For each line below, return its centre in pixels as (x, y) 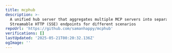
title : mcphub (20, 10)
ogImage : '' (18, 43)
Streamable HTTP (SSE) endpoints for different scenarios (73, 24)
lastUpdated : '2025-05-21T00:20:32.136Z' (50, 38)
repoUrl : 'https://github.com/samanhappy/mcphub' (59, 29)
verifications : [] (25, 33)
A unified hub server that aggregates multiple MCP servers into (81, 19)
